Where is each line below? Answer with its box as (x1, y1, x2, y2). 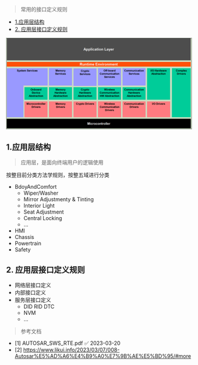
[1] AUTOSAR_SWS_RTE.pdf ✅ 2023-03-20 (14, 340, 121, 347)
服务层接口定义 (14, 296, 51, 303)
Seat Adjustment (23, 208, 64, 215)
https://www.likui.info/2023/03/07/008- (23, 346, 120, 354)
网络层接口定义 (14, 282, 51, 289)
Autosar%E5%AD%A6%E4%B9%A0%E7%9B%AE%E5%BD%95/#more (14, 353, 192, 360)
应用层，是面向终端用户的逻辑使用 (20, 159, 104, 166)
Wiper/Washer (23, 189, 59, 197)
